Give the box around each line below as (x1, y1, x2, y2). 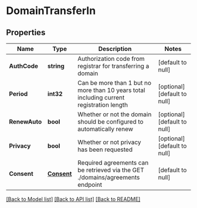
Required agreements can (77, 159, 149, 166)
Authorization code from (77, 54, 145, 63)
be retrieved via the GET (77, 166, 145, 174)
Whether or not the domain (77, 110, 152, 118)
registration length (77, 101, 128, 109)
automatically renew (77, 125, 134, 133)
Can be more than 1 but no (77, 79, 151, 87)
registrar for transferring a (77, 62, 150, 70)
